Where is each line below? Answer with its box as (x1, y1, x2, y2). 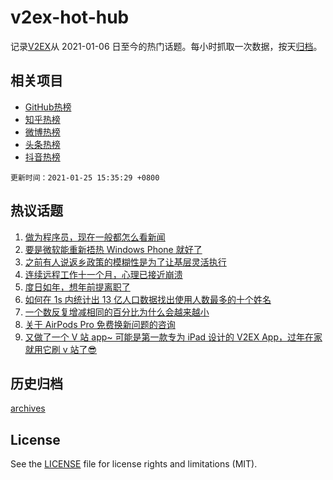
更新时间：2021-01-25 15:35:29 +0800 (10, 172, 160, 183)
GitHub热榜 (24, 101, 72, 113)
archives (10, 402, 46, 415)
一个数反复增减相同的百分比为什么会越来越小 (24, 306, 210, 318)
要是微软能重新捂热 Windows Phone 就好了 (24, 243, 203, 255)
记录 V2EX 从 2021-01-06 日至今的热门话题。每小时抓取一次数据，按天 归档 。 (10, 40, 323, 52)
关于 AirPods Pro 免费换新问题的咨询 (24, 318, 176, 330)
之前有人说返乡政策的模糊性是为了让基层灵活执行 (24, 256, 227, 268)
